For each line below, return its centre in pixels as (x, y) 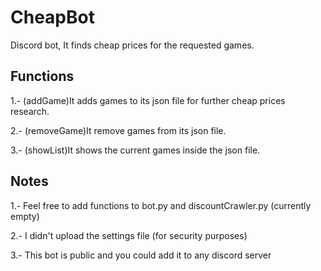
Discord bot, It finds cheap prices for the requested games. (132, 45)
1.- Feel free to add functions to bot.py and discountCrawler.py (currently (161, 205)
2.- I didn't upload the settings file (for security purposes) (129, 235)
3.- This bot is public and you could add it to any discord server (141, 255)
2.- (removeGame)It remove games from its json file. (118, 130)
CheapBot (52, 17)
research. (30, 111)
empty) (25, 216)
